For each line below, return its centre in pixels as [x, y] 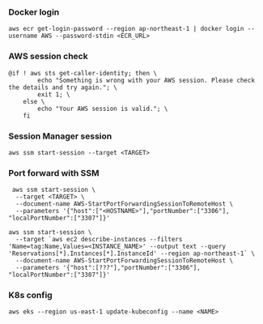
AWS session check [48, 57]
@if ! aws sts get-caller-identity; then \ [83, 73]
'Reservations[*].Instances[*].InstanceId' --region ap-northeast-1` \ [131, 254]
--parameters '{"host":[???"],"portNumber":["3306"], [108, 268]
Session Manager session [60, 136]
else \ [34, 101]
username [23, 36]
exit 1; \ [54, 94]
